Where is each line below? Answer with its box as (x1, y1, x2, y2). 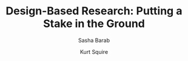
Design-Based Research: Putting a (5, 4, 183, 18)
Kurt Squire (79, 48, 109, 55)
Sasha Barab (78, 36, 110, 44)
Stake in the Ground (42, 17, 146, 30)
